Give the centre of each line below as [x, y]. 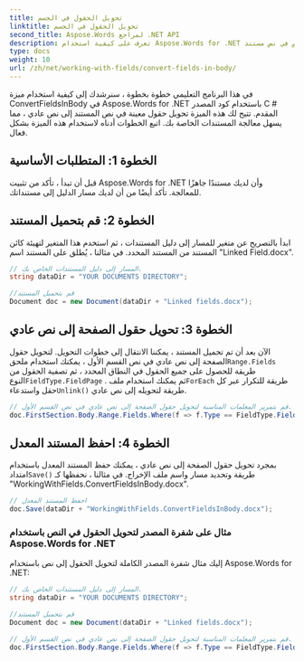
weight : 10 [30, 60]
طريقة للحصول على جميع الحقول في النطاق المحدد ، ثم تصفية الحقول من [133, 371]
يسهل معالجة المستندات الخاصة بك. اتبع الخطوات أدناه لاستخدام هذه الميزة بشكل [146, 122]
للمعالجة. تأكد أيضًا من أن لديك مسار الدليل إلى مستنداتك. [105, 192]
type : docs [30, 52]
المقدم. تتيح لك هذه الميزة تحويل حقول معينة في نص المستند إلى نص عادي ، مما [144, 113]
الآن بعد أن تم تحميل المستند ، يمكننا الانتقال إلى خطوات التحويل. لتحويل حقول [140, 351]
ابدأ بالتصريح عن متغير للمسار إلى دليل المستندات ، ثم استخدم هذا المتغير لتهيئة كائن [150, 242]
